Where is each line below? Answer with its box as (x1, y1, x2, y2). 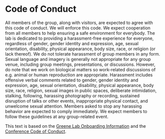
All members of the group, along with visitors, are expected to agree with (5, 20, 153, 26)
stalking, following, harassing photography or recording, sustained (5, 92, 140, 99)
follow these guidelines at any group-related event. (5, 113, 109, 119)
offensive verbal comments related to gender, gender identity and (5, 77, 139, 83)
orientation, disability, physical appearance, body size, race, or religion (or (5, 46, 156, 52)
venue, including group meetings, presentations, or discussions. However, (5, 61, 156, 67)
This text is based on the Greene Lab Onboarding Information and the (5, 123, 146, 129)
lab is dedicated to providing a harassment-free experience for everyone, (5, 35, 154, 41)
